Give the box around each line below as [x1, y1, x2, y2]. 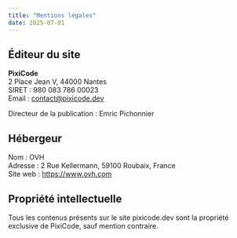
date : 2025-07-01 [8, 19, 65, 27]
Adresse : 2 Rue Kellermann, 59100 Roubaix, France [8, 161, 176, 170]
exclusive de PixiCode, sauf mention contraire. [8, 221, 159, 230]
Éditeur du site [8, 48, 81, 61]
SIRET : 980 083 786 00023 [8, 86, 99, 95]
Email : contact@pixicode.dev [8, 93, 104, 103]
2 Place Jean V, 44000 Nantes [8, 77, 108, 86]
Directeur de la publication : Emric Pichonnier [8, 109, 155, 119]
